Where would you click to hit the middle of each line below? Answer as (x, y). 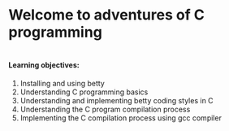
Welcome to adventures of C (106, 15)
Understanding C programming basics (84, 92)
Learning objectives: (44, 65)
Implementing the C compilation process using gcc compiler (121, 118)
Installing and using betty (63, 83)
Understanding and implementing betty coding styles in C (117, 100)
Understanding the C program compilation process (105, 109)
